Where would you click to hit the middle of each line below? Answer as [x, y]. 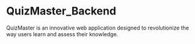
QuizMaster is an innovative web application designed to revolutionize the [98, 28]
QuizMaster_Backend [61, 11]
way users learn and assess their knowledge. [62, 34]
